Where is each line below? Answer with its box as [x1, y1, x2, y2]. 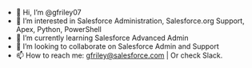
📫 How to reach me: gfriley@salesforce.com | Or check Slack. [15, 50, 223, 60]
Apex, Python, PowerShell [15, 25, 102, 34]
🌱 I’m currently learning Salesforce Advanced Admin [15, 33, 189, 42]
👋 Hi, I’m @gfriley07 [15, 8, 82, 17]
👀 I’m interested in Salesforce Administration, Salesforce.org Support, [15, 16, 246, 26]
